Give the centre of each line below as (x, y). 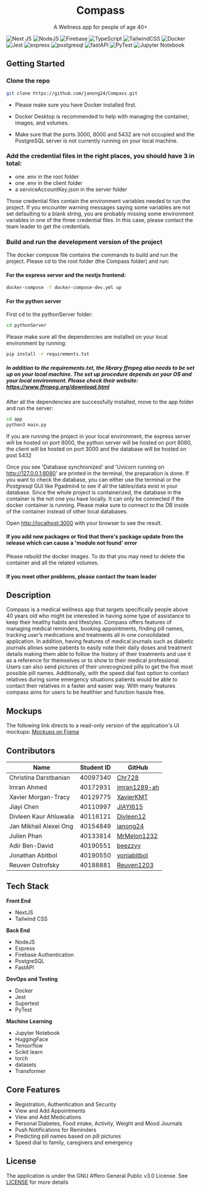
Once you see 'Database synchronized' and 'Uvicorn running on (85, 467)
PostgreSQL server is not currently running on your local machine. (96, 141)
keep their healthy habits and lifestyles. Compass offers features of (89, 622)
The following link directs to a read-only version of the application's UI (93, 725)
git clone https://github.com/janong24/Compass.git (72, 93)
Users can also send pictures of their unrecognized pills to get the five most (100, 667)
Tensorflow (29, 1046)
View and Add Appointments (50, 1110)
